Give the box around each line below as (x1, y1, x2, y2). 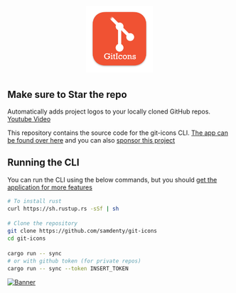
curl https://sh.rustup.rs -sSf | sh (7, 205, 119, 212)
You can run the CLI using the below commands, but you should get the (7, 175, 218, 184)
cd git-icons (7, 235, 46, 243)
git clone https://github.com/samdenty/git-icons (7, 228, 158, 235)
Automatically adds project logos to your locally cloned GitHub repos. (7, 107, 211, 116)
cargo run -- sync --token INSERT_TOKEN (7, 265, 129, 272)
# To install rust (7, 197, 62, 204)
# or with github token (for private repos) (7, 258, 141, 265)
